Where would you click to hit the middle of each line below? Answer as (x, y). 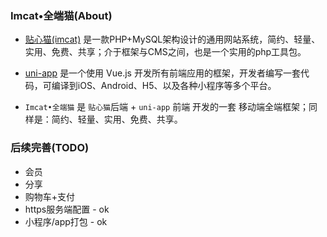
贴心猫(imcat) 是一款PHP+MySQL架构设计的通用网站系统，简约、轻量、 (172, 39)
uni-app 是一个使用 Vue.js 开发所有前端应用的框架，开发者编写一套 (162, 73)
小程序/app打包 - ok (66, 221)
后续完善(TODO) (50, 148)
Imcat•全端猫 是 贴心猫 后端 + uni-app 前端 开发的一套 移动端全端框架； (167, 107)
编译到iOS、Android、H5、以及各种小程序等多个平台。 (164, 86)
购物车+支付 (50, 196)
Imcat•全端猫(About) (61, 15)
